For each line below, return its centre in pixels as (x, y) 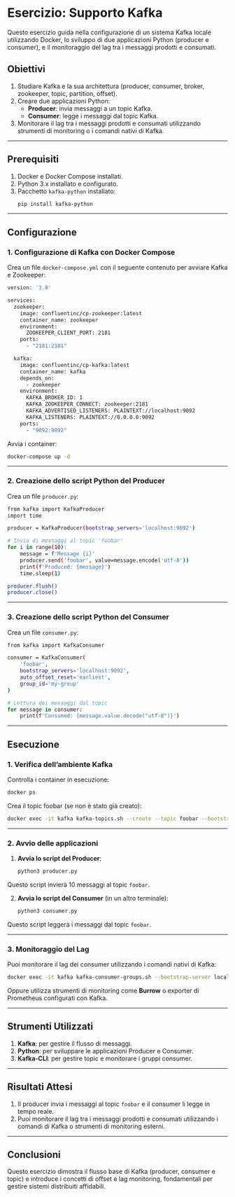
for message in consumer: (45, 710)
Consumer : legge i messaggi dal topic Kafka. (93, 116)
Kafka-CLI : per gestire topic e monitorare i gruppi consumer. (105, 1058)
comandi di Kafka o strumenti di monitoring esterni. (91, 1126)
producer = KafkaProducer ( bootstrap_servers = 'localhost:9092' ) (101, 528)
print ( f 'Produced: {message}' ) (65, 567)
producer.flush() (33, 586)
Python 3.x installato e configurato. (68, 184)
